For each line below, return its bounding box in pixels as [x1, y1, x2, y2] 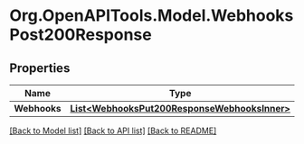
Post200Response [9, 24, 152, 45]
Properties [9, 60, 71, 76]
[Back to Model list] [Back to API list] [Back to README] [9, 125, 217, 136]
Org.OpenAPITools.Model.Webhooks [9, 5, 294, 26]
